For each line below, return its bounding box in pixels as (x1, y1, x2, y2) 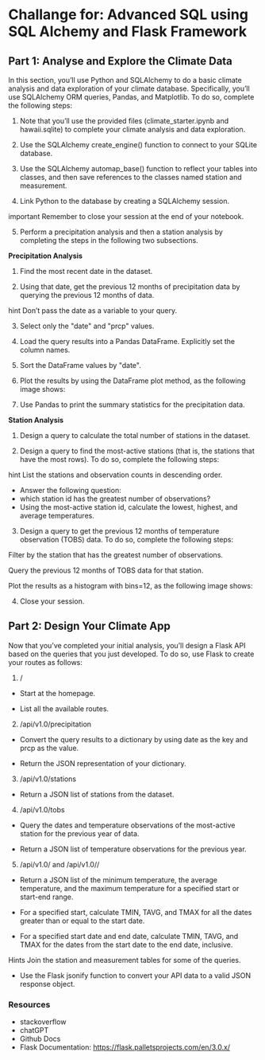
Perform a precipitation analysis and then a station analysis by (19, 227, 224, 237)
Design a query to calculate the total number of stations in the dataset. (19, 431, 251, 440)
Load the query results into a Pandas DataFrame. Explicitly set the (19, 337, 236, 346)
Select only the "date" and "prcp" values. (19, 321, 155, 331)
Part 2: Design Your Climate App (8, 620, 171, 633)
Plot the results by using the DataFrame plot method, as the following (19, 376, 246, 385)
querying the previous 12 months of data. (19, 291, 155, 299)
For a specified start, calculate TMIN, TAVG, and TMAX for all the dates (19, 907, 252, 917)
